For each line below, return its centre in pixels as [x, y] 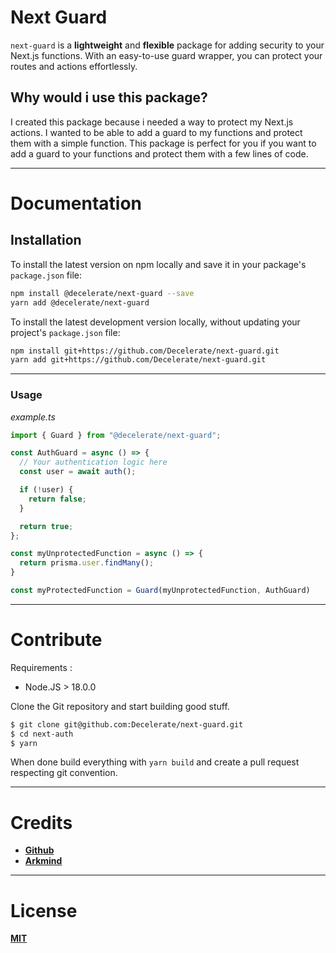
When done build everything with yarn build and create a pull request [155, 762]
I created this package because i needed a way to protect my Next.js [152, 122]
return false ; [57, 499]
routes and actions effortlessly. [74, 66]
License [44, 910]
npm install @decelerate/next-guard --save [102, 293]
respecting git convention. [64, 773]
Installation [46, 240]
